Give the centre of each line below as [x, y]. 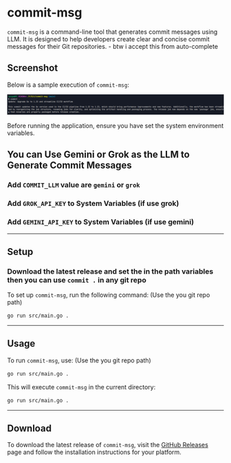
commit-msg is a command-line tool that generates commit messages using [112, 32]
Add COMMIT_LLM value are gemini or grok [74, 185]
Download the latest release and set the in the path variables [110, 271]
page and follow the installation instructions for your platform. [95, 452]
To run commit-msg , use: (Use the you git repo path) [79, 360]
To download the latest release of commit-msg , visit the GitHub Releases [108, 445]
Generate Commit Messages [69, 166]
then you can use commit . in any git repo [77, 280]
